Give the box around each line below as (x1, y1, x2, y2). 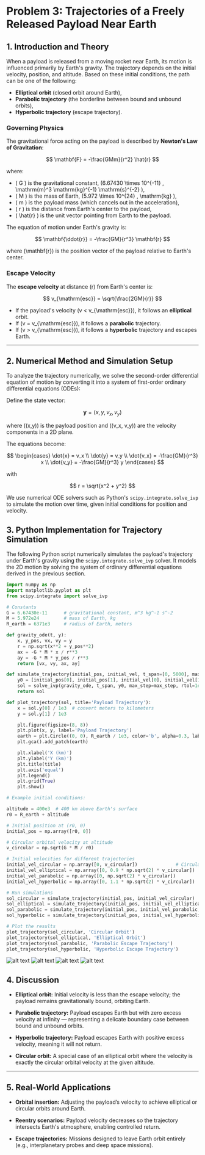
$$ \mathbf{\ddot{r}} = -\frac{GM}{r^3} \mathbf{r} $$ (34, 236, 171, 243)
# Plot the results (6, 923, 56, 930)
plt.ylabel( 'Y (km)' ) (17, 755, 72, 761)
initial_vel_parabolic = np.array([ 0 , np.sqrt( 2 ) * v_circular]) (6, 873, 176, 879)
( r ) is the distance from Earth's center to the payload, (15, 206, 152, 213)
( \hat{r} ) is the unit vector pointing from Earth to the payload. (15, 212, 171, 219)
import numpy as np (6, 581, 56, 588)
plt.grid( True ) (17, 778, 56, 785)
